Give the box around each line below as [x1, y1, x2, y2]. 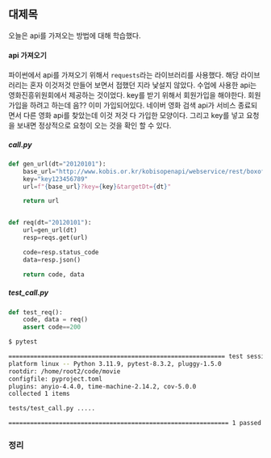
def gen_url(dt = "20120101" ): [8, 160, 106, 168]
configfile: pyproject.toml [8, 375, 103, 383]
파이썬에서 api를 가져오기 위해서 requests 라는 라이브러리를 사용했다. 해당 [8, 70, 240, 80]
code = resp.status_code [23, 248, 99, 256]
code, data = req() [23, 316, 89, 324]
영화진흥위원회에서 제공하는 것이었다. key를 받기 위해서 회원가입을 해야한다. [8, 90, 246, 100]
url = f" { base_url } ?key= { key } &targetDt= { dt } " [23, 183, 172, 191]
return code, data [23, 270, 85, 279]
